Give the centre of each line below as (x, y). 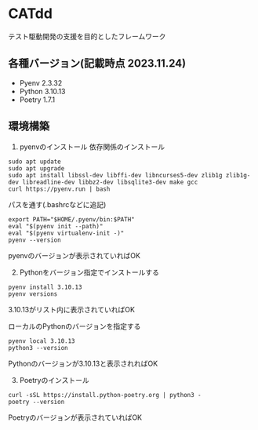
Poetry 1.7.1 (37, 100)
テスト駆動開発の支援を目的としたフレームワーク (87, 36)
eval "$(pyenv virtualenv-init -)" (66, 233)
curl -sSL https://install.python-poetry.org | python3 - (105, 395)
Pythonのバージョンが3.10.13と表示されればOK (83, 363)
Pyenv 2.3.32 (41, 82)
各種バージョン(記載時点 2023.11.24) (97, 64)
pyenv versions (33, 294)
